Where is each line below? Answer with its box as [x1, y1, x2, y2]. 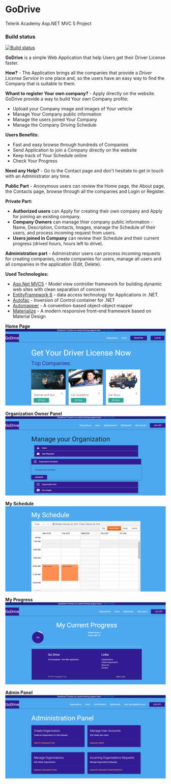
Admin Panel [5, 689, 33, 695]
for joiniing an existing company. [12, 214, 81, 220]
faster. [5, 60, 19, 66]
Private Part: [5, 198, 33, 205]
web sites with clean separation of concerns [12, 286, 106, 293]
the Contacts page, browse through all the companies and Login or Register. [5, 188, 165, 194]
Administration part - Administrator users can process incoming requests [5, 250, 160, 256]
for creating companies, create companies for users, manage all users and [5, 256, 162, 262]
